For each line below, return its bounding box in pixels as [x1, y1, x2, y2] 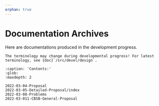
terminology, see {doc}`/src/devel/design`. [5, 58, 97, 63]
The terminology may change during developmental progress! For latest [5, 53, 154, 58]
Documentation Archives [5, 28, 109, 39]
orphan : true [5, 7, 32, 12]
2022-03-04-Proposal [5, 83, 47, 88]
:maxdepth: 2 [5, 75, 32, 80]
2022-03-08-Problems [5, 92, 47, 97]
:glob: [5, 71, 19, 75]
